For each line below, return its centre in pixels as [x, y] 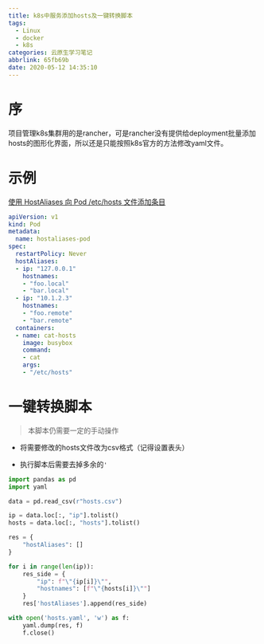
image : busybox [48, 343]
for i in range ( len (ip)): [51, 567]
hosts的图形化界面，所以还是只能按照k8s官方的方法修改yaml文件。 [118, 143]
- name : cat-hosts [46, 336]
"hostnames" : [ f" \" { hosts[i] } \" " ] [94, 589]
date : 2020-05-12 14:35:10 [53, 68]
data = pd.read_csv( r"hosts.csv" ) [66, 501]
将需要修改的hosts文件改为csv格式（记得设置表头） [104, 447]
